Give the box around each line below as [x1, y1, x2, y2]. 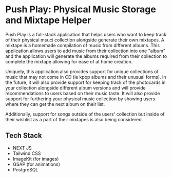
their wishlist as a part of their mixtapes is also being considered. [5, 116, 143, 122]
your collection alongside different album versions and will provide [5, 84, 146, 91]
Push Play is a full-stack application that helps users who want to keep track [5, 31, 167, 37]
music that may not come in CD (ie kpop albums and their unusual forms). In [5, 74, 166, 80]
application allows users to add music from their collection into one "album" [5, 48, 166, 54]
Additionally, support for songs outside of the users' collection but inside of [5, 111, 165, 117]
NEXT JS [12, 145, 32, 151]
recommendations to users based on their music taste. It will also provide [5, 90, 160, 96]
